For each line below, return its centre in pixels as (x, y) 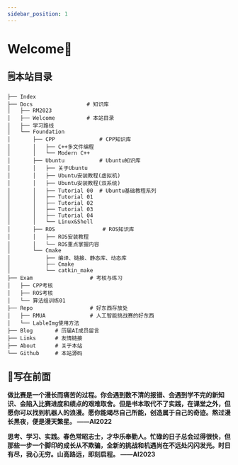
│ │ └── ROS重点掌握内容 (53, 244)
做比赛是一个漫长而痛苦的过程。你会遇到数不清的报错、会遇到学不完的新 (113, 395)
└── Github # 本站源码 (45, 353)
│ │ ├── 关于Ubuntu (48, 168)
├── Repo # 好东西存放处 (68, 308)
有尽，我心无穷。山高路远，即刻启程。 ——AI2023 (81, 454)
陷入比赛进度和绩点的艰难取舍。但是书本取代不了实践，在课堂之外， (125, 404)
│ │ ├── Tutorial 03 (50, 209)
